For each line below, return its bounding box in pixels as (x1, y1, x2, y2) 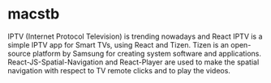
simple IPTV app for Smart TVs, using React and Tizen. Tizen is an (7, 39, 229, 49)
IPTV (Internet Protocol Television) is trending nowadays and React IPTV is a (7, 31, 263, 41)
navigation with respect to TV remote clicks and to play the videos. (7, 65, 230, 75)
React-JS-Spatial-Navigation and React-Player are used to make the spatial (7, 57, 260, 67)
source (7, 48, 32, 58)
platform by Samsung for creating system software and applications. (32, 48, 261, 58)
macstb (7, 5, 60, 23)
